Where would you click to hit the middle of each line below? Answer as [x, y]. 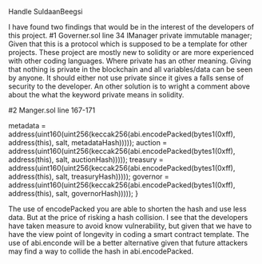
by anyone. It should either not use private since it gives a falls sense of [126, 78]
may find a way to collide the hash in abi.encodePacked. [101, 251]
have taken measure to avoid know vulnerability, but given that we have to [130, 226]
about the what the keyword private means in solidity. [96, 95]
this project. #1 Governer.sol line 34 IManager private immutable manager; [130, 35]
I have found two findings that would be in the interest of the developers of [131, 27]
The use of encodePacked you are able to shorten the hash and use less [127, 209]
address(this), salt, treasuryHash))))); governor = [89, 176]
